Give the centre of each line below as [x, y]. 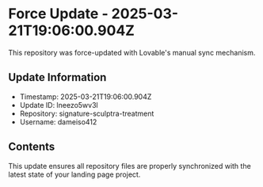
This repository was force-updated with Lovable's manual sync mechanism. [132, 52]
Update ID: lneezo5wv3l [59, 105]
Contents [32, 147]
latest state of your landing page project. [74, 174]
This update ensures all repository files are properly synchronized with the [130, 166]
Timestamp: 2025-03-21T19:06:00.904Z [86, 97]
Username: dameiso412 [58, 122]
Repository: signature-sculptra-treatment [87, 113]
